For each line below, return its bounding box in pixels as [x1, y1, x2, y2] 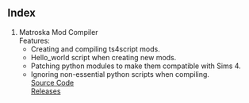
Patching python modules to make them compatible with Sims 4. [30, 61, 241, 71]
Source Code [30, 78, 75, 87]
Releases [30, 86, 61, 96]
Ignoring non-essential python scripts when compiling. [30, 69, 209, 78]
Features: [18, 36, 51, 45]
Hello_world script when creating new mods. [30, 52, 177, 62]
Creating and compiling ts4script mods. [30, 44, 160, 54]
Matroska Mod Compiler [18, 27, 98, 36]
